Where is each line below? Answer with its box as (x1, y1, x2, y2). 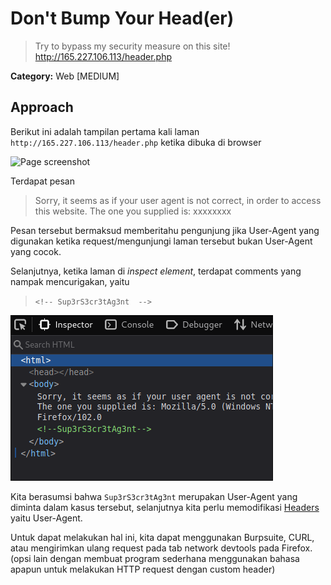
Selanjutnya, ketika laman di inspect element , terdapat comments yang (10, 265, 302, 277)
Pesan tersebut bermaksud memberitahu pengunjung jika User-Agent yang (10, 224, 320, 236)
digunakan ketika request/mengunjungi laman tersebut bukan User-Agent (10, 235, 313, 247)
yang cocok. (10, 245, 62, 257)
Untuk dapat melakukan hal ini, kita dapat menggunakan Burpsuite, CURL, (10, 531, 315, 543)
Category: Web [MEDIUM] (10, 70, 120, 82)
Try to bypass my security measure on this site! (34, 40, 231, 52)
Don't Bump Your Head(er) (10, 7, 235, 30)
